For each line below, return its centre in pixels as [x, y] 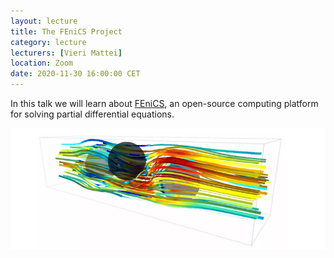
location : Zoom [42, 63]
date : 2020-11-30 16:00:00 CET [75, 74]
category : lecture [48, 42]
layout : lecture [44, 21]
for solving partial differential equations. [92, 114]
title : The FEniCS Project [66, 31]
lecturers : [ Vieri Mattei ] [66, 53]
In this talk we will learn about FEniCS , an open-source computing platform [164, 103]
